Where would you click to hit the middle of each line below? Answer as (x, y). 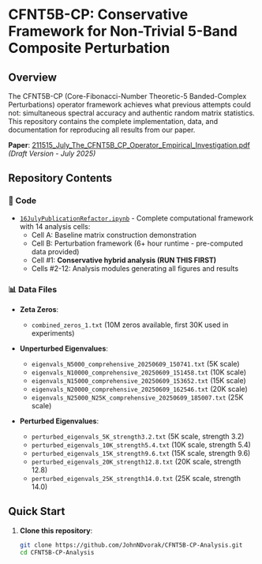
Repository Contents (60, 178)
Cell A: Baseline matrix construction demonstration (114, 235)
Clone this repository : (56, 530)
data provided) (55, 251)
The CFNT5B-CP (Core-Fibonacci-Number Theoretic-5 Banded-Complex (127, 96)
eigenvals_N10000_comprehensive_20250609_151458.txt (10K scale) (139, 372)
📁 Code (22, 201)
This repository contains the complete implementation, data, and (113, 121)
